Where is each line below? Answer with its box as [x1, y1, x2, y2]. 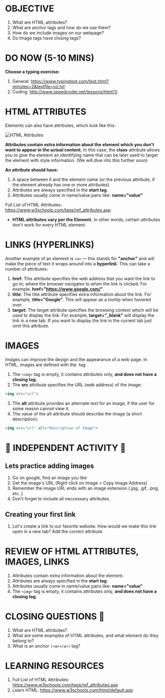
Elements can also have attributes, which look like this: [5, 122, 116, 128]
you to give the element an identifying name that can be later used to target [5, 152, 158, 158]
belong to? [12, 638, 34, 644]
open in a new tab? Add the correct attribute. [12, 529, 103, 534]
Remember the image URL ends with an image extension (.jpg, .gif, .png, [12, 485, 159, 492]
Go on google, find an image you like [12, 475, 87, 481]
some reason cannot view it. [12, 406, 70, 411]
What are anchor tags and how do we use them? [12, 24, 111, 30]
